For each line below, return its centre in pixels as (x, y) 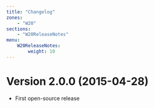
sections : (19, 29)
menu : (13, 40)
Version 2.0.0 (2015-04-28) (78, 81)
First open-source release (47, 98)
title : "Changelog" (31, 12)
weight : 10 (42, 52)
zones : (14, 18)
